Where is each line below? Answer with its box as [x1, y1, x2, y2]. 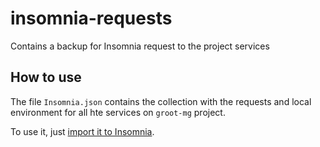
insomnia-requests [10, 7, 173, 30]
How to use [10, 69, 82, 86]
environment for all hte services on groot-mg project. [10, 106, 226, 118]
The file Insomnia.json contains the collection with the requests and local [10, 95, 312, 107]
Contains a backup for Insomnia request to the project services [10, 40, 270, 52]
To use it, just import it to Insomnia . [10, 125, 155, 137]
